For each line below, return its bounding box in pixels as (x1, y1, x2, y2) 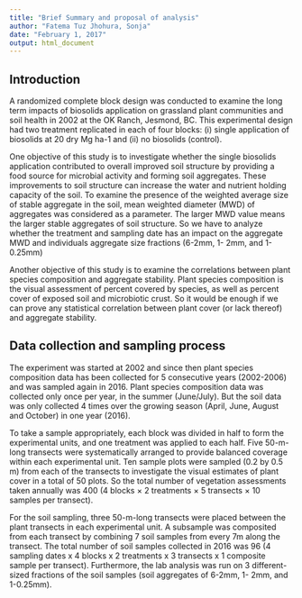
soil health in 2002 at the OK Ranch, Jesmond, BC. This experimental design (9, 114, 293, 126)
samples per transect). (9, 494, 94, 505)
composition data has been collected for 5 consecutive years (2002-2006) (9, 371, 287, 383)
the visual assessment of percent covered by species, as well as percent (9, 284, 279, 294)
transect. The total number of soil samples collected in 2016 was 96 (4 (9, 540, 271, 551)
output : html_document (9, 38, 95, 48)
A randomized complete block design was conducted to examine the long (9, 95, 283, 106)
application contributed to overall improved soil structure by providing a (9, 161, 275, 172)
